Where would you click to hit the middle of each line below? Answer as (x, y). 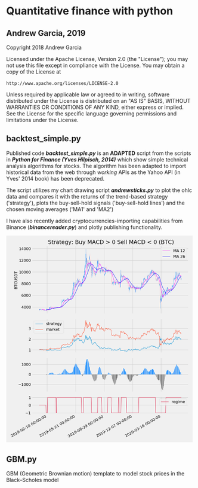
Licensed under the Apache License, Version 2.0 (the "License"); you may (97, 59)
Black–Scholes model (33, 480)
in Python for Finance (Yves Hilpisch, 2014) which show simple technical (97, 159)
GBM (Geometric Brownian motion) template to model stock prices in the (95, 474)
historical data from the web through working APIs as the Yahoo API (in (93, 172)
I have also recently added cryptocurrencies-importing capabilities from (95, 221)
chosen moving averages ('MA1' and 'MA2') (60, 209)
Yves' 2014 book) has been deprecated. (55, 178)
